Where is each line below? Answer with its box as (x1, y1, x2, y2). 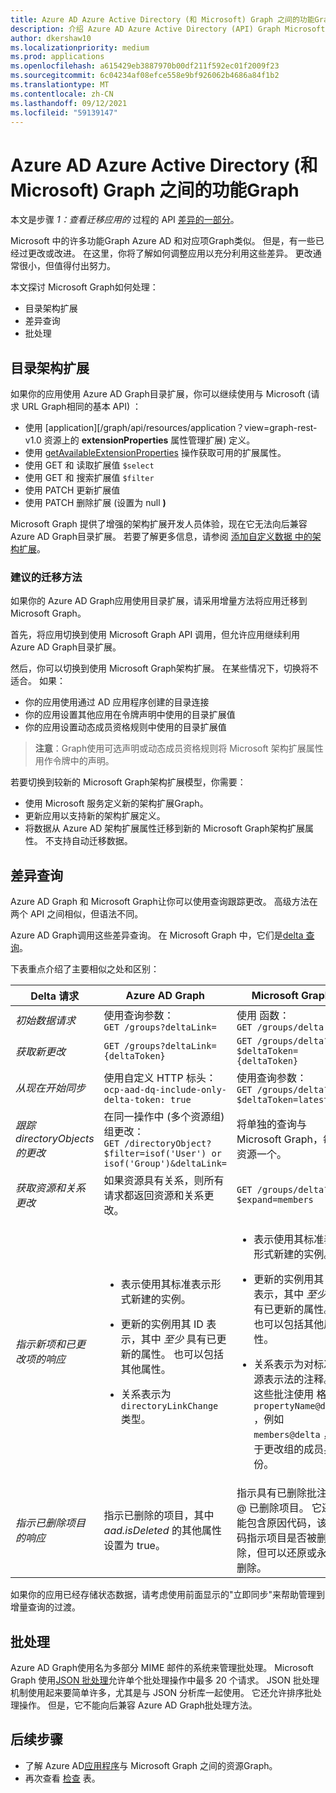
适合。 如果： (10, 675, 66, 687)
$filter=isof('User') (103, 1148, 207, 1160)
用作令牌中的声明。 (34, 755, 115, 767)
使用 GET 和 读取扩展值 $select (24, 459, 155, 471)
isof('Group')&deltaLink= (103, 1158, 227, 1170)
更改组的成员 (263, 1442, 325, 1456)
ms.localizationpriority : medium (10, 42, 150, 53)
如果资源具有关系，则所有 (103, 1174, 225, 1188)
